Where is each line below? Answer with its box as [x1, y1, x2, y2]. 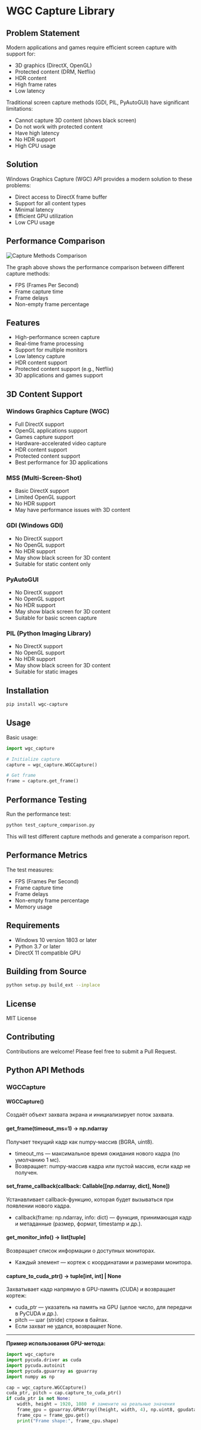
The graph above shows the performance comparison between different [6, 263, 184, 270]
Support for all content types [14, 199, 86, 207]
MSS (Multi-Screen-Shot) [6, 474, 82, 482]
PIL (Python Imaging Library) [6, 629, 92, 638]
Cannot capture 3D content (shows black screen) [14, 117, 136, 124]
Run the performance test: [6, 810, 71, 818]
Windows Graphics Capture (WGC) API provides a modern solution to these [6, 175, 193, 182]
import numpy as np [6, 1374, 55, 1380]
